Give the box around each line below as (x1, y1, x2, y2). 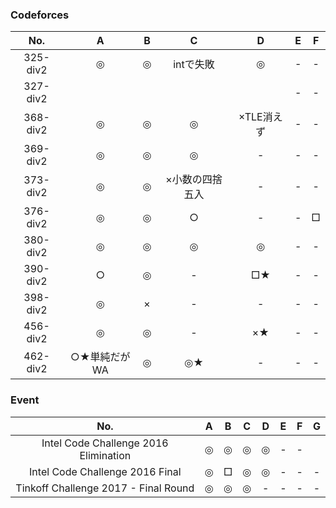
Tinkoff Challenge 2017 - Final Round (15, 481, 195, 495)
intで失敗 (173, 58, 215, 72)
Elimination (79, 448, 132, 462)
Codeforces (10, 8, 70, 22)
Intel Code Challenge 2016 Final (29, 464, 182, 478)
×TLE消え (238, 110, 283, 124)
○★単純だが (70, 350, 131, 364)
